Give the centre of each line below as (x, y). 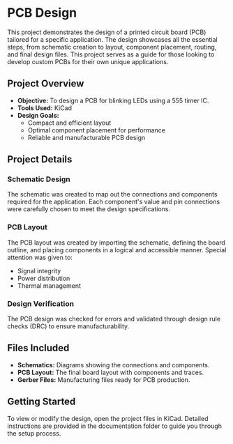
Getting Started (42, 402)
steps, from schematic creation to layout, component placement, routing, (112, 47)
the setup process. (34, 433)
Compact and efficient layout (69, 123)
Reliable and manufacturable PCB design (87, 137)
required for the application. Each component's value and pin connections (114, 202)
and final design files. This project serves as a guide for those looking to (111, 54)
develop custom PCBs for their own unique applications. (88, 61)
